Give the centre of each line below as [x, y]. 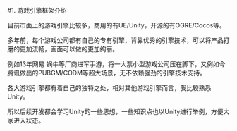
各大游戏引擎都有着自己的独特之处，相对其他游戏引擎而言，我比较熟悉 [109, 88]
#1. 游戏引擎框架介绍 [37, 10]
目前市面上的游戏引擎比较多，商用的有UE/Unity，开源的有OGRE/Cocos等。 [116, 25]
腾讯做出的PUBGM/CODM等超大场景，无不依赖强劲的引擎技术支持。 [107, 73]
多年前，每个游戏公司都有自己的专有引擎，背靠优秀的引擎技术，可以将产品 [115, 40]
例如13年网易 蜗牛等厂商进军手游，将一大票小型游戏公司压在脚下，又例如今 [116, 64]
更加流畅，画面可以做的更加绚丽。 [69, 49]
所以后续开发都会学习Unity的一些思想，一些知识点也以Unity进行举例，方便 [115, 112]
